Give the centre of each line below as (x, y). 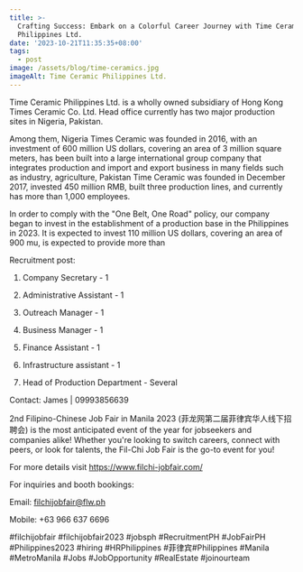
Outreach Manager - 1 (63, 312)
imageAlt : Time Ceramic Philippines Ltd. (88, 77)
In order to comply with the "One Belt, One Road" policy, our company (140, 214)
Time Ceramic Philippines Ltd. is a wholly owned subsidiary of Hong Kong (147, 102)
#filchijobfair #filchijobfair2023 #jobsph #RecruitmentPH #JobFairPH (138, 537)
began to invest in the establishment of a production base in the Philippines (149, 223)
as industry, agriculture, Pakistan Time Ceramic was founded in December (147, 177)
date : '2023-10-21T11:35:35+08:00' (76, 43)
